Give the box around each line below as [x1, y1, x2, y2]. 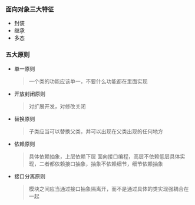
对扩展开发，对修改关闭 [28, 102, 86, 110]
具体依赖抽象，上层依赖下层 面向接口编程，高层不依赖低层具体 [28, 153, 180, 160]
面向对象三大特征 [5, 5, 54, 13]
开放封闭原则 [14, 90, 45, 97]
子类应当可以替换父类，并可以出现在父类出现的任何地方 [28, 128, 163, 135]
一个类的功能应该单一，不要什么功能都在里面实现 [28, 78, 148, 85]
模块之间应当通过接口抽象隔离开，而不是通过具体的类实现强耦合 [28, 185, 184, 192]
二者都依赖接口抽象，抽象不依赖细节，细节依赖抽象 [39, 160, 163, 167]
